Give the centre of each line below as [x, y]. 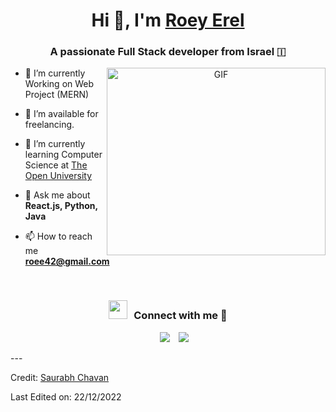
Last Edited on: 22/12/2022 [66, 396]
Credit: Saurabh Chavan [60, 377]
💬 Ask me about [57, 195]
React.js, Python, [61, 206]
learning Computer [63, 155]
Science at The [56, 165]
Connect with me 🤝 [180, 316]
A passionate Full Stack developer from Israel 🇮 [168, 52]
